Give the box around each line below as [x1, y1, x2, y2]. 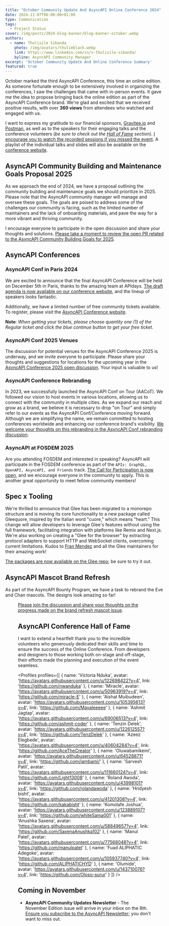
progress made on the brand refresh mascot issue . [18, 607, 124, 614]
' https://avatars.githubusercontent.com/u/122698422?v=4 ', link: [18, 678, 151, 684]
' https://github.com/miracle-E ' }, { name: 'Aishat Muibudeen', [18, 693, 145, 700]
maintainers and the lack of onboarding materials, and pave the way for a [5, 210, 157, 216]
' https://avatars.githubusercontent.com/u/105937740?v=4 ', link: [18, 855, 150, 861]
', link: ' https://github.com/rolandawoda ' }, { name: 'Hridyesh [26, 785, 152, 791]
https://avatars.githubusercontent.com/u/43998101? [34, 779, 143, 786]
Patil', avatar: [18, 764, 45, 770]
